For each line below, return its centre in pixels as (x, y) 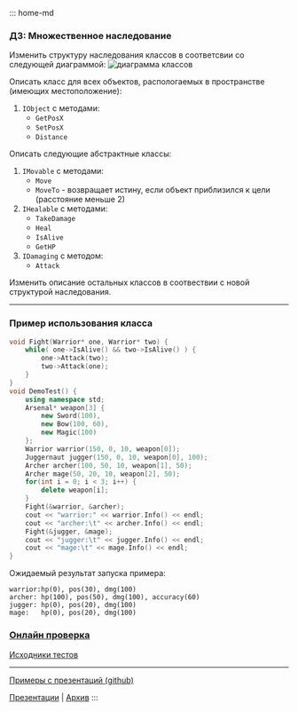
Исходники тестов (43, 654)
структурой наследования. (60, 292)
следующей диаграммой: (58, 65)
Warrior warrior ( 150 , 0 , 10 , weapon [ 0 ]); (102, 449)
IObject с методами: (61, 108)
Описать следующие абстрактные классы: (90, 154)
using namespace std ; (65, 399)
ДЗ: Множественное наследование (90, 36)
